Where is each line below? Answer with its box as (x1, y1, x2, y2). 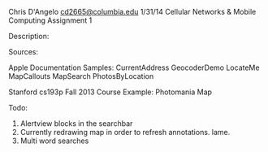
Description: (8, 32, 50, 41)
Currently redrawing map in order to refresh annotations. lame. (19, 128, 231, 137)
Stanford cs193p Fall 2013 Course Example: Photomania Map (8, 87, 213, 97)
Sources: (8, 47, 39, 56)
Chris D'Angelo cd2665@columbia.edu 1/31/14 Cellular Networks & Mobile (8, 7, 257, 16)
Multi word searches (19, 136, 89, 145)
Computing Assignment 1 (8, 15, 93, 25)
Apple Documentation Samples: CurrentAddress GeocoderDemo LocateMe (8, 63, 260, 72)
